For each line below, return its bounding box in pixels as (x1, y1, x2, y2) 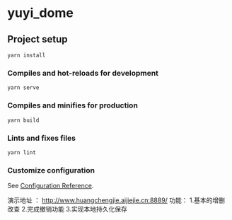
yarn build (7, 117, 40, 124)
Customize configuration (7, 165, 95, 175)
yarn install (7, 52, 46, 59)
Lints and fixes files (7, 133, 76, 143)
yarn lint (7, 149, 37, 156)
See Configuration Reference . (7, 182, 94, 190)
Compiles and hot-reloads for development (7, 68, 159, 78)
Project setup (7, 33, 69, 45)
